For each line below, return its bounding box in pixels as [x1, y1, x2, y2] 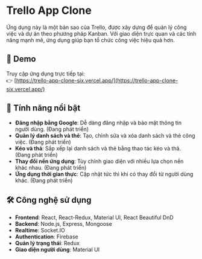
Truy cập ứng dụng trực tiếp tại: [6, 70, 86, 77]
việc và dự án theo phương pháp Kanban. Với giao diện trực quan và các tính [6, 30, 197, 37]
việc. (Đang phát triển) [14, 138, 71, 145]
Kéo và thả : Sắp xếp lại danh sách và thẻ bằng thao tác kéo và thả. [14, 144, 181, 152]
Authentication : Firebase [14, 233, 78, 240]
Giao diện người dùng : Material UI [14, 246, 100, 254]
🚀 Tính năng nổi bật [6, 103, 81, 114]
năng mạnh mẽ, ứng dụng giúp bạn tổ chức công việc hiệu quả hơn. [6, 36, 175, 43]
